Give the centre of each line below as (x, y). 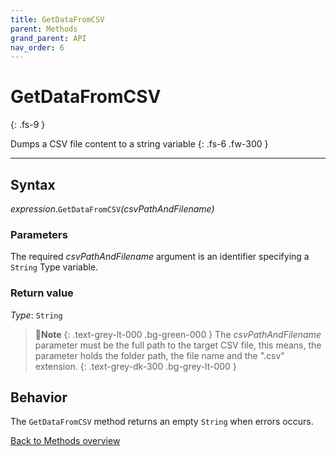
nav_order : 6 (37, 47)
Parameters (39, 234)
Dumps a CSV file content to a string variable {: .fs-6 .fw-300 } (139, 144)
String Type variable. (54, 267)
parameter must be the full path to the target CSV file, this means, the (178, 345)
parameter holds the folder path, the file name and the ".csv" (159, 355)
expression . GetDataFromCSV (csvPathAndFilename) (112, 209)
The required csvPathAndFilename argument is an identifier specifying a (160, 257)
